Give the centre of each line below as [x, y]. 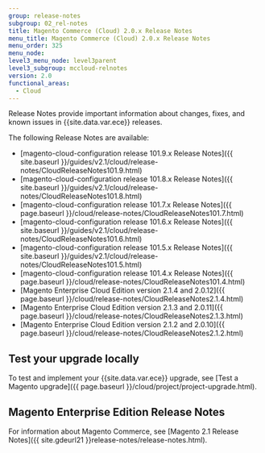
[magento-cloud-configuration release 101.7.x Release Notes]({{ [126, 205]
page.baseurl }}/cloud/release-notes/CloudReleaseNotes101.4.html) [132, 282]
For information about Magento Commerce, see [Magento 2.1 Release [124, 431]
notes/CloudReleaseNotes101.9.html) [81, 171]
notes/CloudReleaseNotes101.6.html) [81, 239]
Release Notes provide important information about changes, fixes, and [127, 114]
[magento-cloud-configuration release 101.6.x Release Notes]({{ [126, 222]
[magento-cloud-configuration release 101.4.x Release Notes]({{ [126, 273]
